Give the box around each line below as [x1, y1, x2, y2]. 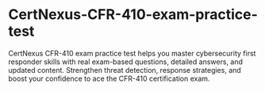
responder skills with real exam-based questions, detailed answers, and [8, 57, 244, 66]
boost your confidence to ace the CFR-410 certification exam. [8, 74, 210, 83]
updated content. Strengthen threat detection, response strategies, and [8, 65, 242, 74]
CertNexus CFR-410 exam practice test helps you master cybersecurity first [8, 48, 256, 58]
